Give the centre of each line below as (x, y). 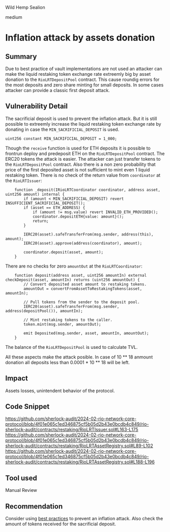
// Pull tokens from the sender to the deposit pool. (82, 302)
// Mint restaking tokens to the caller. (68, 320)
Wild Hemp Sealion (25, 7)
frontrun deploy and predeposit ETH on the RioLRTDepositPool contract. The (85, 153)
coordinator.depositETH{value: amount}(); (78, 216)
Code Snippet (27, 407)
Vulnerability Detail (36, 106)
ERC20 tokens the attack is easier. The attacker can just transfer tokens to (83, 159)
